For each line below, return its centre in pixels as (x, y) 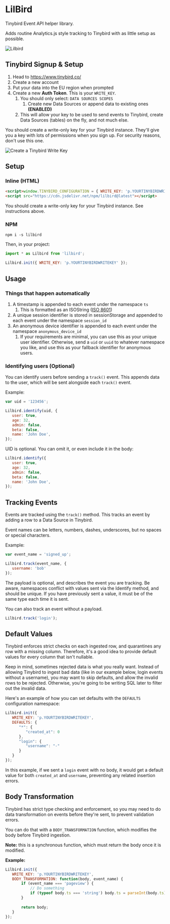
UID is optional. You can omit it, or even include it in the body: (69, 449)
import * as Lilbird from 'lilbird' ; (45, 254)
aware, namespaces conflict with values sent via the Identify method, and (82, 588)
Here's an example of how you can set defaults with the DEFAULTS (73, 698)
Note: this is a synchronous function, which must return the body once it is (83, 845)
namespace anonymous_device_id (47, 331)
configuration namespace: (33, 704)
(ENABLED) (40, 109)
